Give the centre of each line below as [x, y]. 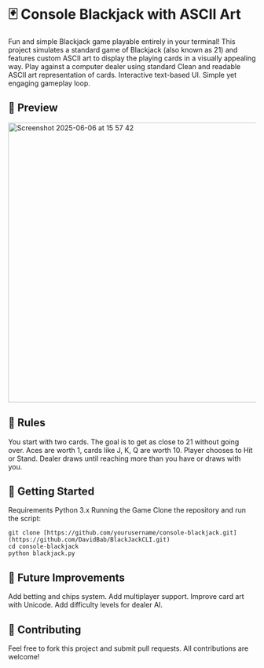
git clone [24, 533]
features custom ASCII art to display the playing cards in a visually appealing [132, 58]
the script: [25, 519]
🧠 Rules [27, 423]
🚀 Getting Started [51, 491]
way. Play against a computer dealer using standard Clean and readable [125, 66]
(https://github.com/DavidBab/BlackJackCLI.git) [89, 540]
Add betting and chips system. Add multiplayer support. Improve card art [126, 597]
